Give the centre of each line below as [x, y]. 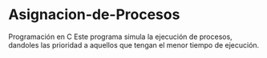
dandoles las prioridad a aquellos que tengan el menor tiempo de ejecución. [134, 44]
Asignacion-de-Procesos [94, 15]
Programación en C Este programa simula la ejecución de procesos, [120, 37]
